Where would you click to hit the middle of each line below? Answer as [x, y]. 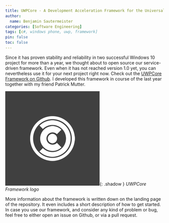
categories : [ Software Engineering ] [44, 27]
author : [13, 16]
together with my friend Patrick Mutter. [45, 84]
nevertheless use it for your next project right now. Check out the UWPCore [83, 73]
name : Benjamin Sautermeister [41, 21]
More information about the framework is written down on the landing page [83, 199]
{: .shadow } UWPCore [123, 184]
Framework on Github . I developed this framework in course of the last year [83, 79]
